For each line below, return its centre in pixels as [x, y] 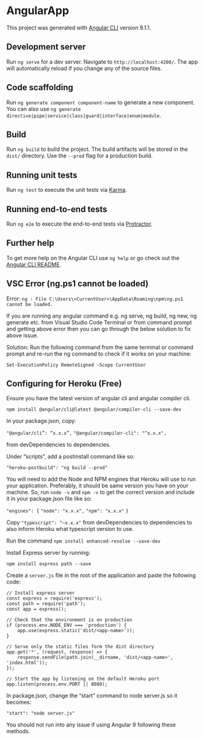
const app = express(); [37, 609]
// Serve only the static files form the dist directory [80, 647]
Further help [31, 243]
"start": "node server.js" [41, 714]
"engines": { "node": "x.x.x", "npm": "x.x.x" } [67, 511]
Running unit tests [42, 175]
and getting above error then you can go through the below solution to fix [99, 329]
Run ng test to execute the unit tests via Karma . [67, 190]
